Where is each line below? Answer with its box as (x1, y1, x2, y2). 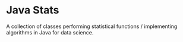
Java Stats (6, 3, 59, 17)
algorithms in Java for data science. (6, 29, 94, 36)
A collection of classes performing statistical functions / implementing (6, 23, 178, 30)
